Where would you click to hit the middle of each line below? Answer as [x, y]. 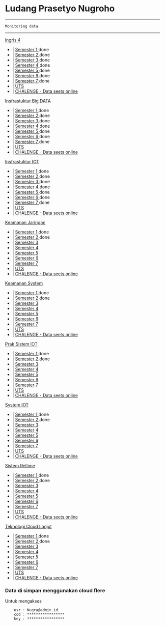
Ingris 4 [13, 40]
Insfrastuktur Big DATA [28, 101]
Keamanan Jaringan [25, 222]
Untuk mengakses [23, 601]
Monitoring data [22, 26]
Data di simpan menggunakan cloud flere [55, 590]
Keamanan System [24, 283]
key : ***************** [39, 619]
